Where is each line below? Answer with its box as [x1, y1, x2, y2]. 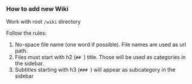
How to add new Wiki [6, 5, 69, 13]
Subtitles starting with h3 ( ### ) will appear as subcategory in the [14, 66, 176, 73]
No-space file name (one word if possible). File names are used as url [14, 41, 187, 49]
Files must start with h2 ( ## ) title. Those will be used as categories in [14, 54, 186, 61]
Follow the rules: [6, 30, 47, 37]
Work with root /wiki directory [6, 18, 81, 25]
